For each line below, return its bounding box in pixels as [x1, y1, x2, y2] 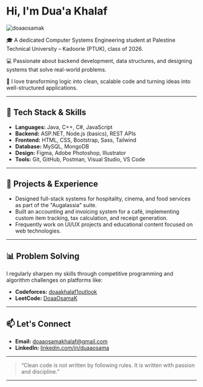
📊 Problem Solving [6, 251, 80, 261]
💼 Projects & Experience [6, 179, 98, 189]
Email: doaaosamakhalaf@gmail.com [14, 338, 108, 345]
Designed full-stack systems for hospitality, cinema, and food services [14, 195, 191, 202]
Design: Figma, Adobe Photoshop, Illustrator [14, 149, 126, 156]
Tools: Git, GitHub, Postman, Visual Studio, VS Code [14, 156, 146, 163]
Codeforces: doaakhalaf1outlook [14, 288, 98, 296]
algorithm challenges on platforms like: [6, 277, 103, 284]
